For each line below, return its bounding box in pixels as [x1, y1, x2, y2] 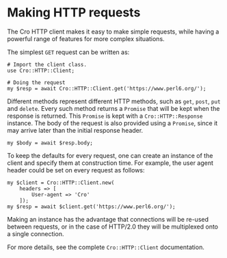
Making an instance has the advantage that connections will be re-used [7, 215, 209, 223]
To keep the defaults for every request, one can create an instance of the [7, 151, 213, 159]
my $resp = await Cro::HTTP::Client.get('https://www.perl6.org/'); [7, 85, 206, 92]
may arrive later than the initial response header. [7, 126, 144, 134]
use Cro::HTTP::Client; [7, 67, 75, 74]
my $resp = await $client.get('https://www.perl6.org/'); [7, 203, 176, 210]
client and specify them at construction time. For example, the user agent [7, 159, 214, 167]
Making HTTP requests [7, 5, 141, 21]
